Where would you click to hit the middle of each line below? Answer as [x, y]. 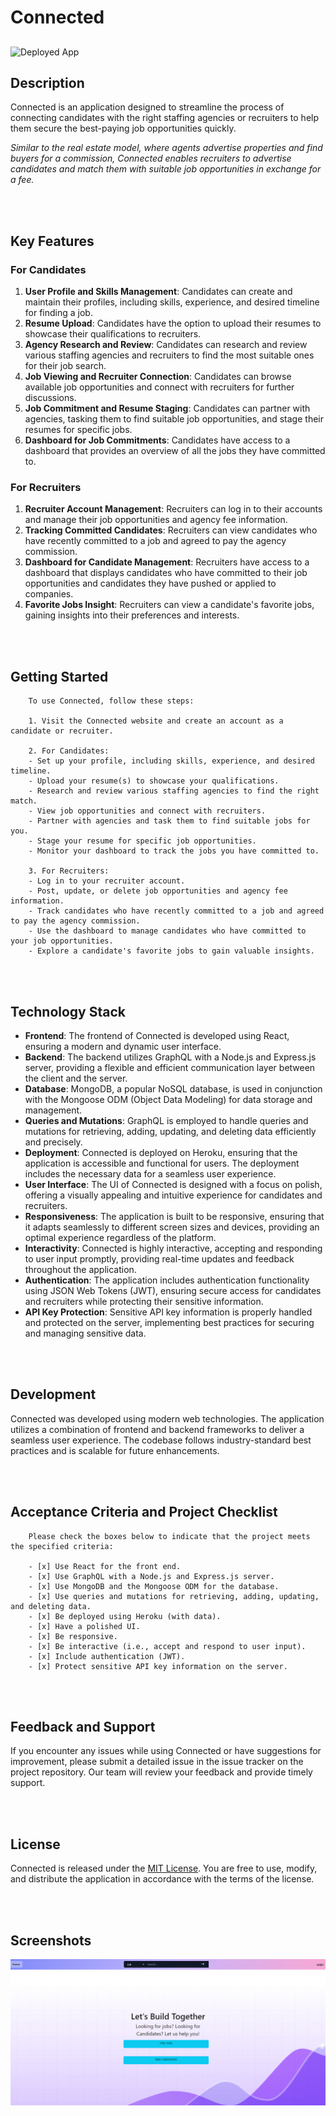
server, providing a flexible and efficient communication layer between [170, 1067]
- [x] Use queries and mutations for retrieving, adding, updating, [174, 1596]
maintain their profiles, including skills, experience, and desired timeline [172, 302]
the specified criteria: [62, 1546]
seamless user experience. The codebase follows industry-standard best [161, 1440]
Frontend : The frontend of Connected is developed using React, [157, 1035]
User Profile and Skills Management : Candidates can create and [158, 292]
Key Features [52, 241]
